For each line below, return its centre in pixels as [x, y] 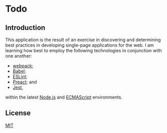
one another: [19, 56]
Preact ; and [25, 82]
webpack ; [23, 66]
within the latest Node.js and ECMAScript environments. [64, 97]
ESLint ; [20, 76]
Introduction [25, 28]
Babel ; [19, 71]
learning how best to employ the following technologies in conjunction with [84, 51]
